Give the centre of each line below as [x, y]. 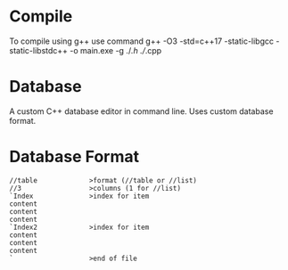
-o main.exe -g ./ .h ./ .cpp [116, 50]
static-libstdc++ [39, 50]
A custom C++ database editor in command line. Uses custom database [141, 111]
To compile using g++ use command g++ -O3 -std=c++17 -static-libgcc [142, 41]
